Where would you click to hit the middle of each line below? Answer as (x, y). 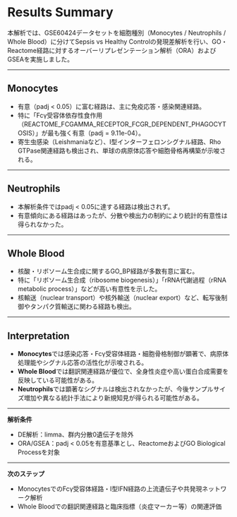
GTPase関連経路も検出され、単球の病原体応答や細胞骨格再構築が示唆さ (122, 150)
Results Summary (61, 12)
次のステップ (26, 474)
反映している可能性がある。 (58, 380)
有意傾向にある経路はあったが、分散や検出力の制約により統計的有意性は (122, 215)
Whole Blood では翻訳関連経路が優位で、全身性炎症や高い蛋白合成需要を (123, 372)
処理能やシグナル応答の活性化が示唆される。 (83, 363)
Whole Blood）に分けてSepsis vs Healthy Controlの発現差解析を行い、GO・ (117, 41)
